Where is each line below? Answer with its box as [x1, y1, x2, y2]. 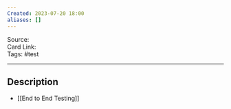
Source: [7, 35, 30, 43]
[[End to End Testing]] [16, 94, 80, 103]
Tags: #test [7, 49, 39, 58]
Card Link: [7, 43, 36, 51]
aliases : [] [7, 16, 41, 23]
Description [7, 76, 58, 88]
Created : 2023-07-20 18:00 [7, 10, 85, 17]
